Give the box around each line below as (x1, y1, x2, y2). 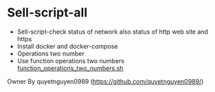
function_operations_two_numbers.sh (16, 64, 124, 72)
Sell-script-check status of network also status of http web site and (16, 27, 208, 36)
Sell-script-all (7, 5, 88, 21)
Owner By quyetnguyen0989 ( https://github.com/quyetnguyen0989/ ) (7, 77, 204, 85)
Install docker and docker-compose (16, 42, 118, 50)
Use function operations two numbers (16, 56, 125, 65)
